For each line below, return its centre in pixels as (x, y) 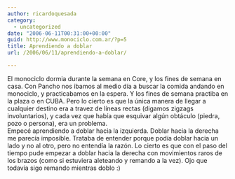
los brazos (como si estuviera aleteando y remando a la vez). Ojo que (107, 160)
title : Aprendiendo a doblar (50, 46)
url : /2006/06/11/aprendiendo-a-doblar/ (67, 53)
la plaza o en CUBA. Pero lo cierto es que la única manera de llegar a (107, 101)
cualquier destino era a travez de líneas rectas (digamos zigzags (101, 108)
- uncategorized (37, 27)
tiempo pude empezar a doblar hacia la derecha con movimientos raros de (115, 153)
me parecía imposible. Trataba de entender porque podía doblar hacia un (113, 138)
